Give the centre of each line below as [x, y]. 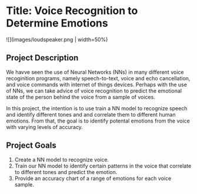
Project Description [42, 58]
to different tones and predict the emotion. [66, 172]
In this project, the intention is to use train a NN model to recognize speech [97, 108]
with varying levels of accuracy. [45, 127]
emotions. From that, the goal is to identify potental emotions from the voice [98, 121]
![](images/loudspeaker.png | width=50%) [57, 39]
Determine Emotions [57, 23]
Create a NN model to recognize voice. [62, 159]
